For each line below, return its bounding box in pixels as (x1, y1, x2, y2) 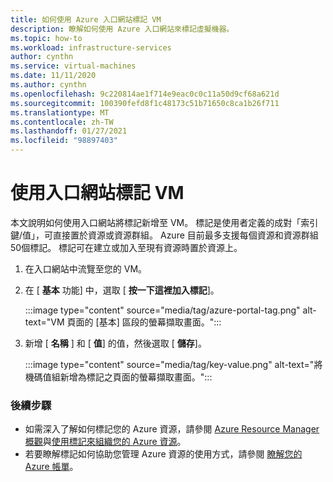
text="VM (24, 316, 65, 328)
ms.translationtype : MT (10, 107, 110, 118)
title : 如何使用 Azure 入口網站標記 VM (10, 14, 162, 25)
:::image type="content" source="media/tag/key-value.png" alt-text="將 (24, 358, 323, 370)
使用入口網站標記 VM (10, 182, 185, 205)
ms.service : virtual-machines (10, 61, 137, 71)
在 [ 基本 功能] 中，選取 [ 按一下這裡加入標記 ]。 (24, 284, 220, 296)
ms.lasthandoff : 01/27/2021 (10, 126, 128, 136)
